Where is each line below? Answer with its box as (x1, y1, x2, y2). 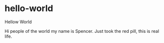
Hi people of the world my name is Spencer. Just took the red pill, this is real (4, 28, 160, 34)
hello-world (4, 3, 54, 14)
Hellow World (4, 19, 32, 25)
